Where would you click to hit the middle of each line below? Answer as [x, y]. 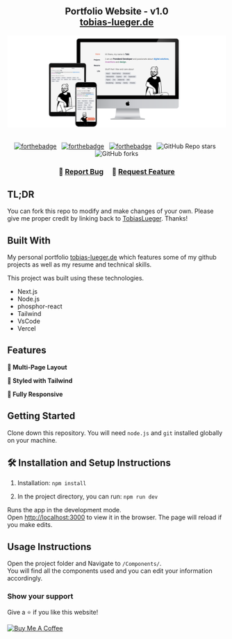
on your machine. [32, 440]
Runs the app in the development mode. [64, 510]
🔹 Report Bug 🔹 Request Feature [117, 172]
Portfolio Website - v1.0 [117, 11]
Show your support [40, 597]
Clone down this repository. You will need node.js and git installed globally [115, 433]
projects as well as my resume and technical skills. [80, 265]
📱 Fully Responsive [35, 394]
